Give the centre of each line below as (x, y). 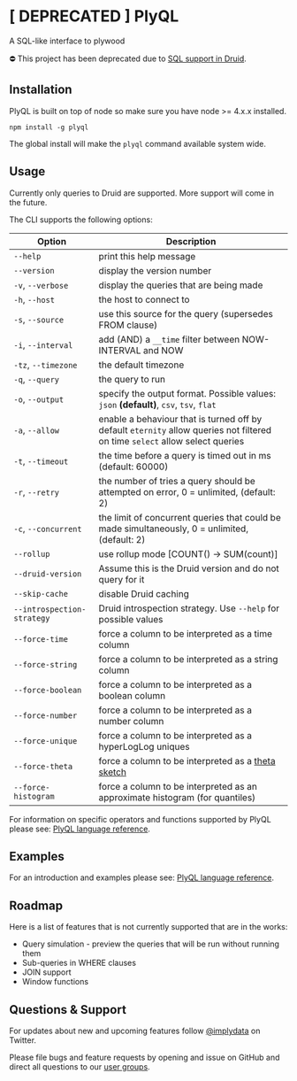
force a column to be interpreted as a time (185, 633)
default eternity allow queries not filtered (185, 429)
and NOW (163, 350)
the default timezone (141, 365)
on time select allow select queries (171, 441)
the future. (28, 202)
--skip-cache (41, 594)
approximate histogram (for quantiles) (177, 797)
